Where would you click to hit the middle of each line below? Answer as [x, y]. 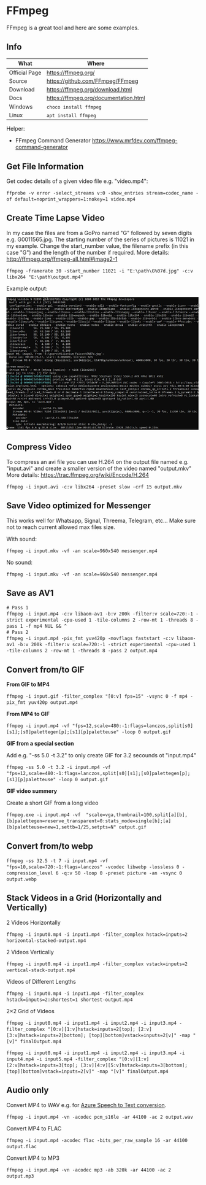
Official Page [25, 72]
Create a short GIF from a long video [52, 803]
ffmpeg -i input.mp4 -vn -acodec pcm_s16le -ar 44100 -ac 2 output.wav [100, 1117]
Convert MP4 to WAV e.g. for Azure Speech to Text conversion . [86, 1105]
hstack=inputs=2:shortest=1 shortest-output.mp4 [70, 1000]
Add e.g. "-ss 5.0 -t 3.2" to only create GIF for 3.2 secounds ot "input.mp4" [101, 755]
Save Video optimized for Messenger [79, 506]
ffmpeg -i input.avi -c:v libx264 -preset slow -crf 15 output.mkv [94, 487]
